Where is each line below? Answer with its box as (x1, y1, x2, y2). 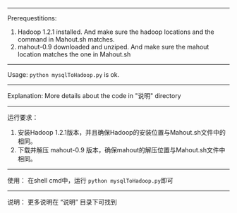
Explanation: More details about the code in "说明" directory (7, 92, 181, 99)
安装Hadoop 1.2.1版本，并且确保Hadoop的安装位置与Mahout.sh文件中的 (17, 128, 226, 136)
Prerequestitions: (7, 14, 57, 22)
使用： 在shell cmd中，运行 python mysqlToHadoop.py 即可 (7, 176, 174, 184)
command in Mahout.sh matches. (17, 35, 115, 43)
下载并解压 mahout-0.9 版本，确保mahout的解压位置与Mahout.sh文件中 (17, 146, 226, 154)
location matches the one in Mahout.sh (17, 50, 131, 59)
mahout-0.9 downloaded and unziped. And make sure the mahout (17, 43, 209, 51)
